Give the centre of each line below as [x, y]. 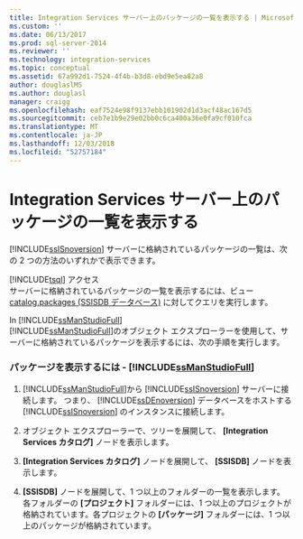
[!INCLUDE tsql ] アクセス [54, 279]
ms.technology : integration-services [80, 60]
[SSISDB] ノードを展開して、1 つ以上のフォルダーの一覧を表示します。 [154, 491]
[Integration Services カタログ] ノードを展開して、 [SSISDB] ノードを [153, 460]
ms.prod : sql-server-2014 [58, 43]
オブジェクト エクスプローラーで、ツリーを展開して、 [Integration [145, 431]
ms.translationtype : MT [54, 127]
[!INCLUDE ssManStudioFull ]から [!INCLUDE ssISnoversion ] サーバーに [151, 388]
